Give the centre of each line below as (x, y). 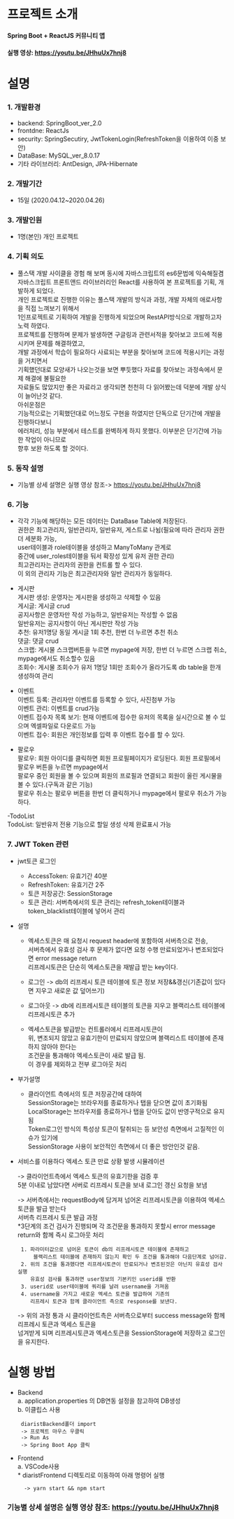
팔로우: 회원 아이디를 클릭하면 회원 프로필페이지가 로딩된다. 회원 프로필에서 (119, 758)
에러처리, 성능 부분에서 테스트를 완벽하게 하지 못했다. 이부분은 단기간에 (113, 431)
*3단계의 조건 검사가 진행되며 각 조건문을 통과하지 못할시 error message (116, 1226)
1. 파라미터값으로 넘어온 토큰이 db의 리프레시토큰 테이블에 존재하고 (105, 1249)
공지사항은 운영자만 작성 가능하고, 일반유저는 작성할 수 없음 (97, 615)
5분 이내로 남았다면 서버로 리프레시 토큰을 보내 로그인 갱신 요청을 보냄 (112, 1185)
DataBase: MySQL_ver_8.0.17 (58, 155)
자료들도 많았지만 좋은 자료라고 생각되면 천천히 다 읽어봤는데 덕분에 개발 (115, 387)
